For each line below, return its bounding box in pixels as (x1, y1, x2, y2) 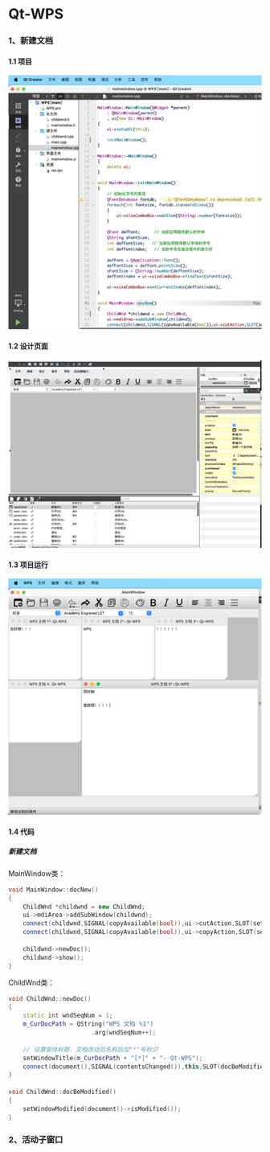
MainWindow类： (8, 868, 66, 878)
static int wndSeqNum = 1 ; (22, 1011, 113, 1020)
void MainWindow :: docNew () (8, 886, 99, 894)
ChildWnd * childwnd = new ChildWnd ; (22, 903, 146, 911)
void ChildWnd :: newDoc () (8, 994, 92, 1002)
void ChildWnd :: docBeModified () (8, 1088, 117, 1096)
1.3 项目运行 (8, 560, 48, 570)
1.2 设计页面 (8, 341, 48, 351)
